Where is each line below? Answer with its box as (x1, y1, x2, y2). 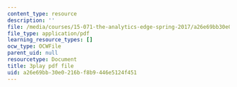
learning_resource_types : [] (7, 36, 93, 43)
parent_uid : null (7, 50, 59, 57)
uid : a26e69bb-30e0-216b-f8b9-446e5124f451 (7, 69, 138, 76)
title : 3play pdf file (7, 62, 74, 69)
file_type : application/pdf (7, 29, 90, 37)
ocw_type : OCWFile (7, 43, 61, 50)
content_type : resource (7, 10, 78, 18)
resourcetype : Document (7, 56, 78, 63)
